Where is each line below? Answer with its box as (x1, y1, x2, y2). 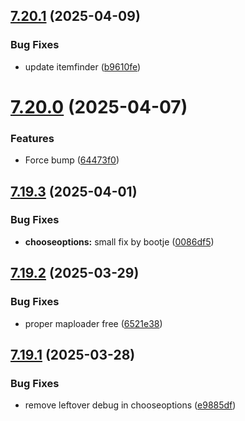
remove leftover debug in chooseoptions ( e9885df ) (24, 399, 237, 411)
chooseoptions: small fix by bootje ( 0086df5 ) (24, 235, 215, 248)
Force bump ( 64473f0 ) (24, 154, 120, 166)
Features (10, 131, 55, 145)
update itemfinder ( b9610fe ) (24, 60, 142, 73)
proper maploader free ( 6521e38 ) (24, 317, 163, 329)
